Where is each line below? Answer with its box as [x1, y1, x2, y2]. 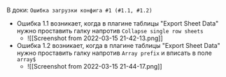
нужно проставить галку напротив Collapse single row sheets [16, 27, 204, 35]
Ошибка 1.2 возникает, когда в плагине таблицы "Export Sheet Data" [16, 42, 221, 49]
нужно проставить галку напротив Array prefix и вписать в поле [16, 49, 213, 57]
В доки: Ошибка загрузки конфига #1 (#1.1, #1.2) [6, 6, 153, 14]
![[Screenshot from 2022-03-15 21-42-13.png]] [27, 34, 163, 42]
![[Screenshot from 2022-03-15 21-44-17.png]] [27, 62, 162, 70]
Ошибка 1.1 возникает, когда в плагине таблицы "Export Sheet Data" [16, 19, 219, 27]
